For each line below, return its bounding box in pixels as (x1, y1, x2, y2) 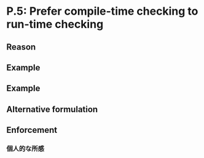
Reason (6, 42, 36, 52)
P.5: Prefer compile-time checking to (6, 4, 198, 18)
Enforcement (6, 125, 57, 135)
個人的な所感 (6, 145, 45, 153)
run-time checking (6, 17, 104, 31)
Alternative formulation (6, 104, 98, 115)
